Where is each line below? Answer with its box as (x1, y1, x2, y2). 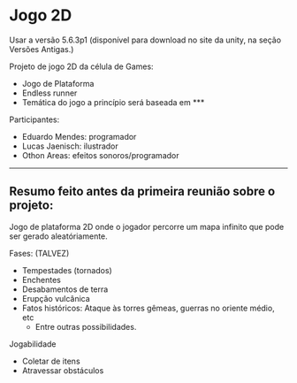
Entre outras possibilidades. (34, 321, 137, 332)
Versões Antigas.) (9, 43, 74, 54)
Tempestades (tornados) (21, 264, 112, 275)
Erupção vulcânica (21, 293, 90, 303)
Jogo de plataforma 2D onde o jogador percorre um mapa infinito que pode (9, 221, 285, 232)
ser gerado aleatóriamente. (9, 231, 108, 241)
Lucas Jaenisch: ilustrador (21, 141, 119, 151)
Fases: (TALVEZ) (9, 248, 70, 258)
